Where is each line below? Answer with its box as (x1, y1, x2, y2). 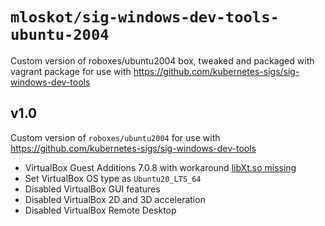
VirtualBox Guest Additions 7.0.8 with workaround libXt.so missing (24, 161, 297, 173)
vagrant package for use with (10, 65, 132, 77)
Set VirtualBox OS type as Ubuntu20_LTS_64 (24, 172, 202, 184)
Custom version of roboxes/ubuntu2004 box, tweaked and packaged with (10, 54, 315, 67)
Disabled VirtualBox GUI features (24, 183, 161, 195)
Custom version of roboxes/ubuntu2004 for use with (10, 131, 221, 143)
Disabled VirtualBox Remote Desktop (24, 204, 177, 216)
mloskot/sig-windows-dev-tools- (10, 8, 280, 27)
